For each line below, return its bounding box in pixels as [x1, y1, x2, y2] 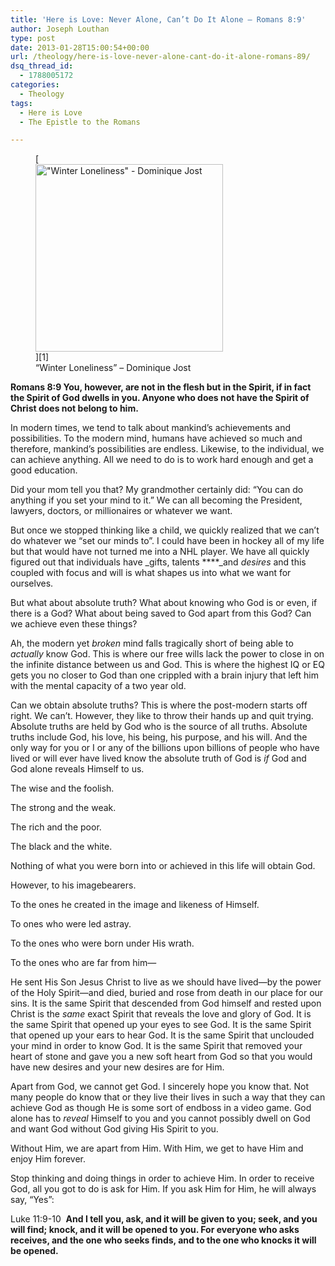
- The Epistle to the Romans [19, 117, 141, 127]
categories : [10, 80, 60, 90]
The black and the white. [10, 841, 113, 853]
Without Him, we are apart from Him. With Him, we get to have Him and [10, 1142, 304, 1155]
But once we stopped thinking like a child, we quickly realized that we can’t [10, 524, 320, 536]
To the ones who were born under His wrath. [10, 937, 195, 950]
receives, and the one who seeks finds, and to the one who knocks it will [10, 1234, 317, 1246]
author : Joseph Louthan [10, 24, 110, 34]
